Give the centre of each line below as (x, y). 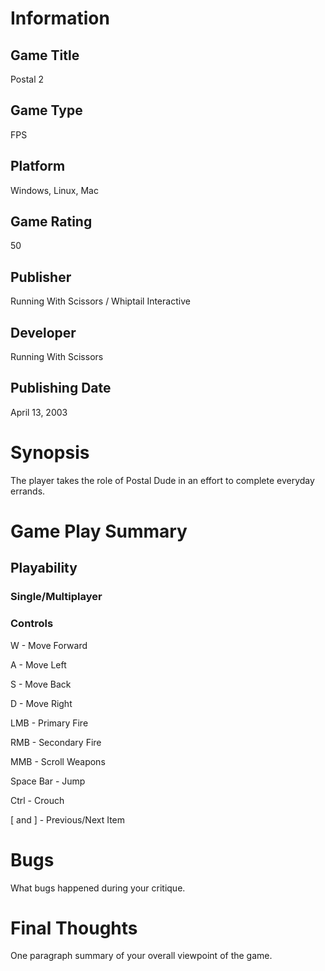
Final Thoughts (74, 928)
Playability (44, 568)
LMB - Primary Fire (49, 723)
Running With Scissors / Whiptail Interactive (100, 301)
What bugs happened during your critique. (98, 888)
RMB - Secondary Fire (56, 742)
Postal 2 (27, 79)
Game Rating (51, 222)
